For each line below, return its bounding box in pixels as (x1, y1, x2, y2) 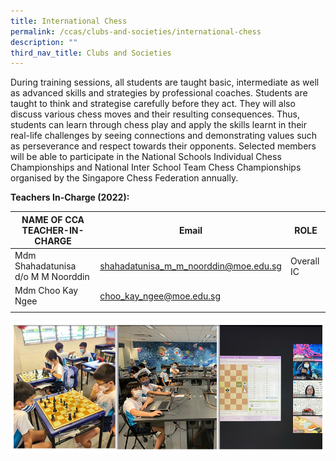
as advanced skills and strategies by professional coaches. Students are (10, 87, 308, 99)
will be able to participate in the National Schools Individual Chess (10, 151, 282, 163)
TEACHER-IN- (21, 224, 85, 236)
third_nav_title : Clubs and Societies (10, 48, 172, 58)
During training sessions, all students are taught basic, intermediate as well (10, 76, 320, 89)
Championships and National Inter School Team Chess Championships (10, 161, 302, 174)
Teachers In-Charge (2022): (10, 191, 130, 204)
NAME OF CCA (21, 213, 85, 225)
